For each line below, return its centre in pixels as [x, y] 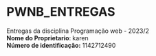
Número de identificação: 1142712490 [61, 45]
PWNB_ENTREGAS [61, 12]
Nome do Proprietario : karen [47, 38]
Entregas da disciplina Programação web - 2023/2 [78, 31]
